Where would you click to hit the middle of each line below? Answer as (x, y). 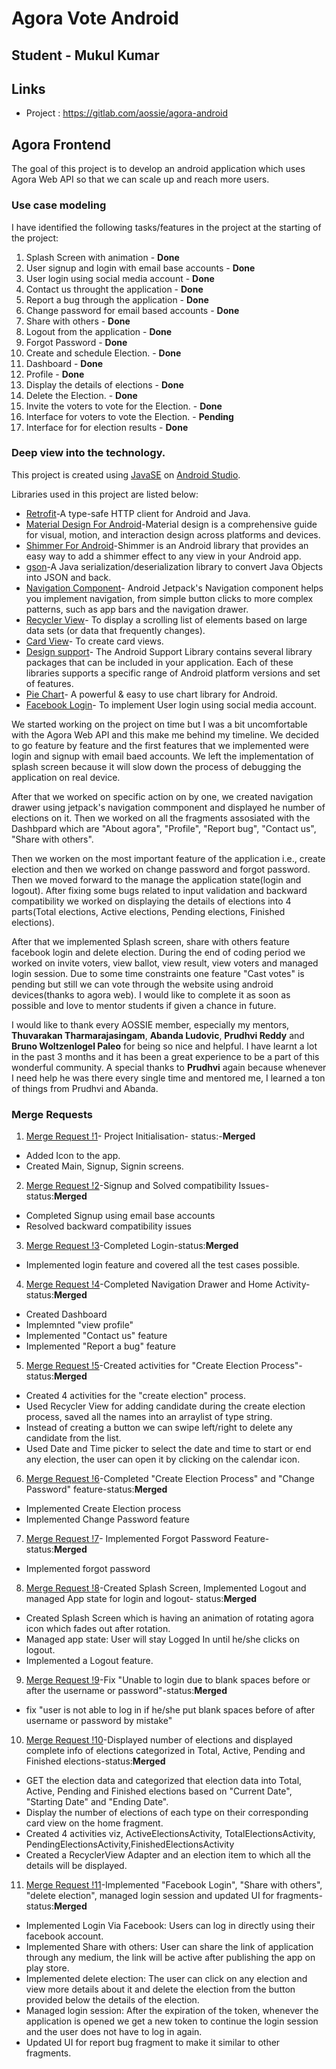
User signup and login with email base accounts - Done (140, 268)
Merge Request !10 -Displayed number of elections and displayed (159, 1740)
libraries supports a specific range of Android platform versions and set (173, 673)
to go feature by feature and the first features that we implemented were (160, 745)
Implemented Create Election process (103, 1509)
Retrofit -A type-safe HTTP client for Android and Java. (138, 513)
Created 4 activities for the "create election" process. (136, 1396)
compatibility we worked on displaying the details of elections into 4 (151, 901)
